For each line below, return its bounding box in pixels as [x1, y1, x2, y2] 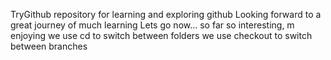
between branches [10, 40, 88, 52]
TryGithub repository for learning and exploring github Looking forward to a [10, 9, 322, 20]
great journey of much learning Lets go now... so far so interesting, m [10, 19, 295, 31]
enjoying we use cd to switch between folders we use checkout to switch [10, 30, 313, 41]
